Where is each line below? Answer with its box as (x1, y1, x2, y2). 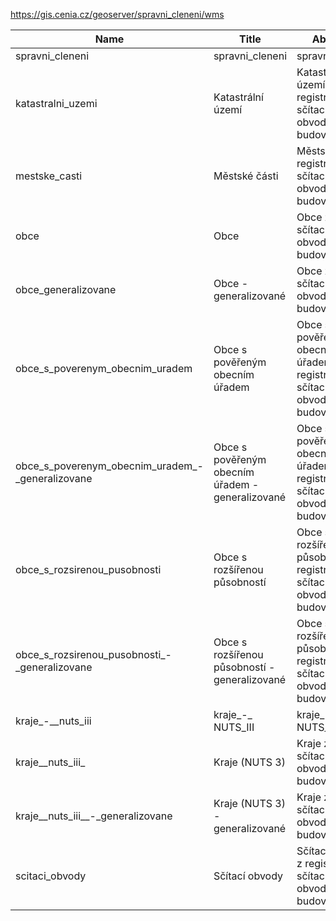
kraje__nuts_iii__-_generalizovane (15, 809, 173, 823)
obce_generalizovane (15, 283, 117, 296)
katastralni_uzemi (15, 97, 98, 110)
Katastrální (213, 90, 264, 104)
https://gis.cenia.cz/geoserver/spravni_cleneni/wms (10, 9, 225, 20)
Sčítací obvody (213, 869, 284, 883)
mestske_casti (15, 169, 83, 183)
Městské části (213, 169, 279, 183)
